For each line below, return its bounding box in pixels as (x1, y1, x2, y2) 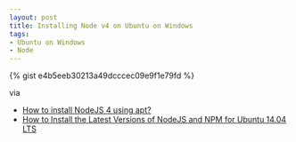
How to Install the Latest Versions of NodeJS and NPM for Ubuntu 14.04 (21, 114, 287, 125)
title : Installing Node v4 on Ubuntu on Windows (9, 21, 193, 30)
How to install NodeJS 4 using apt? (21, 105, 152, 115)
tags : (9, 29, 29, 38)
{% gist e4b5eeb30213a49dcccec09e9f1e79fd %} (9, 70, 195, 81)
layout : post (9, 12, 58, 22)
